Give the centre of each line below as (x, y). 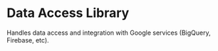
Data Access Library (68, 13)
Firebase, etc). (28, 40)
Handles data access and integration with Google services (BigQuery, (109, 33)
